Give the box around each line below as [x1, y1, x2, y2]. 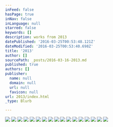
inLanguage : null [5, 21, 41, 26]
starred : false [5, 26, 36, 31]
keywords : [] [5, 30, 32, 35]
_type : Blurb [5, 99, 32, 104]
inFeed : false [5, 7, 34, 12]
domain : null [9, 80, 36, 85]
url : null [9, 85, 29, 90]
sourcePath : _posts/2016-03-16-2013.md [5, 58, 87, 63]
